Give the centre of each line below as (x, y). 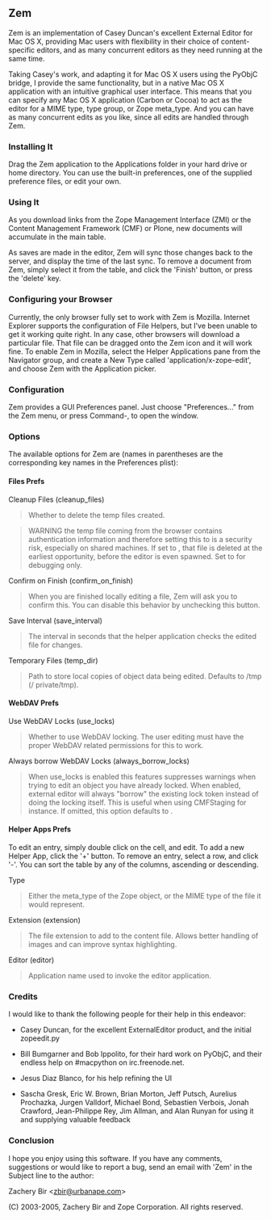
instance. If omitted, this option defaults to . (100, 810)
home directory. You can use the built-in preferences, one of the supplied (130, 173)
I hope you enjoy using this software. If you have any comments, (115, 1158)
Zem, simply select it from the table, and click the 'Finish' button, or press (130, 270)
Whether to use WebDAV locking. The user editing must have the (136, 736)
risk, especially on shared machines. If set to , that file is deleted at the (145, 548)
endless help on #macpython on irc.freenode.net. (102, 1062)
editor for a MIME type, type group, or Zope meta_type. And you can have (131, 108)
